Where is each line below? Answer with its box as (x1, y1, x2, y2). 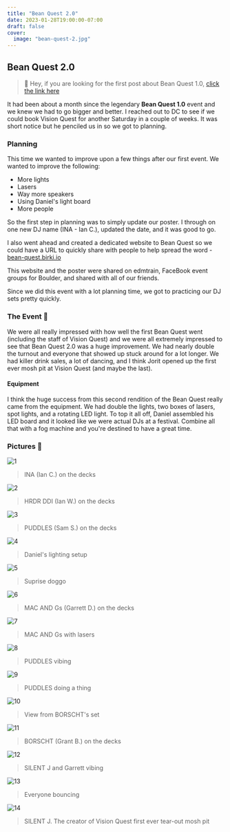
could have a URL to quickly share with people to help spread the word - (7, 246, 213, 255)
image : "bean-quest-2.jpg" (13, 36, 91, 43)
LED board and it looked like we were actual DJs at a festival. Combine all (7, 417, 216, 425)
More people (17, 204, 54, 213)
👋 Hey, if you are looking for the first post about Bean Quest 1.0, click (23, 79, 220, 87)
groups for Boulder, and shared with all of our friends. (7, 274, 160, 282)
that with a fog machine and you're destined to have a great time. (7, 424, 192, 432)
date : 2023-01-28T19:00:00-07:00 (7, 17, 103, 23)
